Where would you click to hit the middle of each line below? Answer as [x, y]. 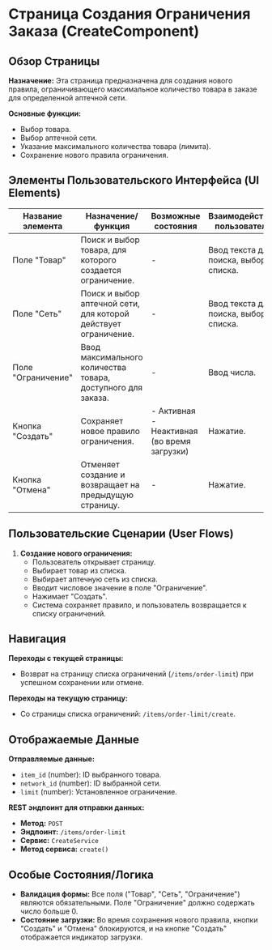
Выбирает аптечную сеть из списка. [95, 579]
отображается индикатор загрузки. [81, 937]
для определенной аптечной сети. [68, 98]
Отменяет [100, 464]
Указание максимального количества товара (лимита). [116, 146]
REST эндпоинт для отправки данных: [76, 807]
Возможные [176, 215]
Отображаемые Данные [74, 739]
